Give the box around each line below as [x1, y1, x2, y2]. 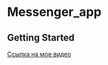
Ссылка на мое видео [7, 50, 72, 58]
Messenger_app [7, 4, 102, 20]
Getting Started [7, 32, 75, 44]
